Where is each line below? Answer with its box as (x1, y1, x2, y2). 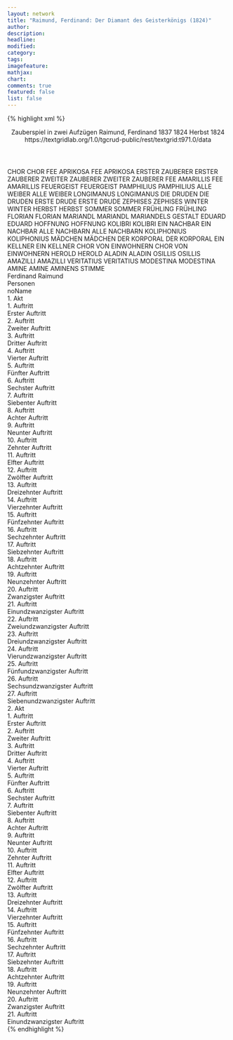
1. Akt (7, 294, 23, 302)
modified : (7, 43, 36, 50)
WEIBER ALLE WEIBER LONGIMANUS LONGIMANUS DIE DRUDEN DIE (7, 190, 210, 198)
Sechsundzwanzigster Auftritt (7, 682, 93, 690)
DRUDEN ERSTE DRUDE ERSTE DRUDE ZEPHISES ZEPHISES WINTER (7, 197, 208, 206)
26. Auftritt (7, 674, 39, 683)
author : (7, 23, 30, 30)
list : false (7, 95, 42, 102)
